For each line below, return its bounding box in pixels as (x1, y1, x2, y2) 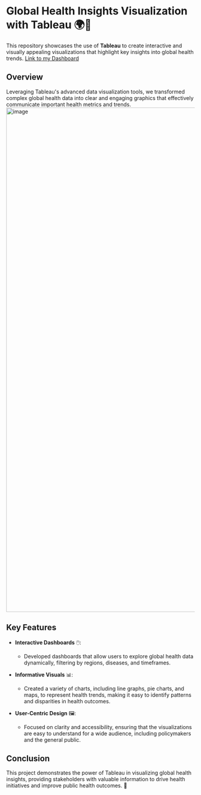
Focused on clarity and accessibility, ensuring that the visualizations (23, 723, 193, 730)
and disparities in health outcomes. (23, 697, 111, 705)
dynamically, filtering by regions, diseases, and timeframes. (23, 659, 171, 666)
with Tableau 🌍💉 (6, 18, 92, 32)
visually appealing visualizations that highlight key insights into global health (6, 48, 194, 55)
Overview (6, 72, 44, 82)
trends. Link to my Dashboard (6, 55, 80, 62)
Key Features (6, 622, 57, 633)
